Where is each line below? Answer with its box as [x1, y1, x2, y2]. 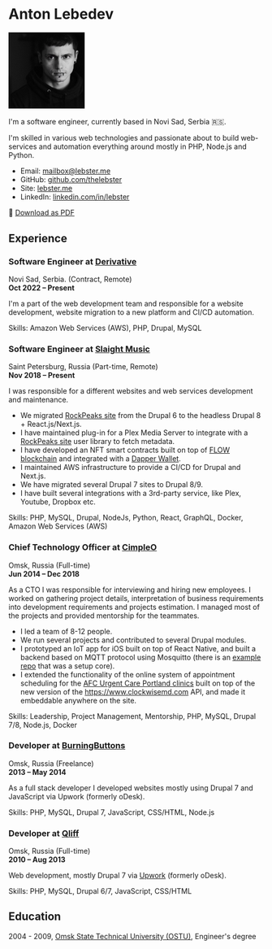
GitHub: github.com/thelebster [19, 175, 123, 185]
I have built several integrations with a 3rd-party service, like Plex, [19, 489, 242, 498]
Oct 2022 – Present [8, 282, 75, 293]
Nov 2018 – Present [8, 371, 76, 381]
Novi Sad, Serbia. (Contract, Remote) [8, 274, 132, 284]
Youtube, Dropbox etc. [19, 497, 96, 507]
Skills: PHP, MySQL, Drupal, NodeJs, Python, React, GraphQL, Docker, [8, 513, 244, 523]
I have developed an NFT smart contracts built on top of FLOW [19, 445, 231, 455]
